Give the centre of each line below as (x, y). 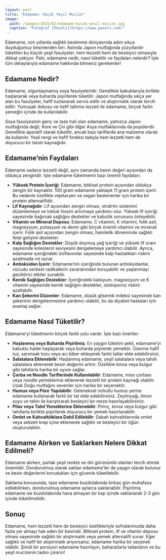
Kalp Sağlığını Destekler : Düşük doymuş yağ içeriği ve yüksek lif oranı (84, 243)
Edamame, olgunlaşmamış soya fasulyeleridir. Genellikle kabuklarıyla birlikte (82, 91)
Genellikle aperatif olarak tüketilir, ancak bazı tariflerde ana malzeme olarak (82, 132)
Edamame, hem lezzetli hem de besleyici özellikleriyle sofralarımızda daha (81, 526)
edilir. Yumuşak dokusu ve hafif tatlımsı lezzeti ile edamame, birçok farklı (79, 107)
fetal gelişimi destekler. (36, 237)
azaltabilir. (23, 290)
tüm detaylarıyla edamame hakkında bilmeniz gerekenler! (63, 63)
